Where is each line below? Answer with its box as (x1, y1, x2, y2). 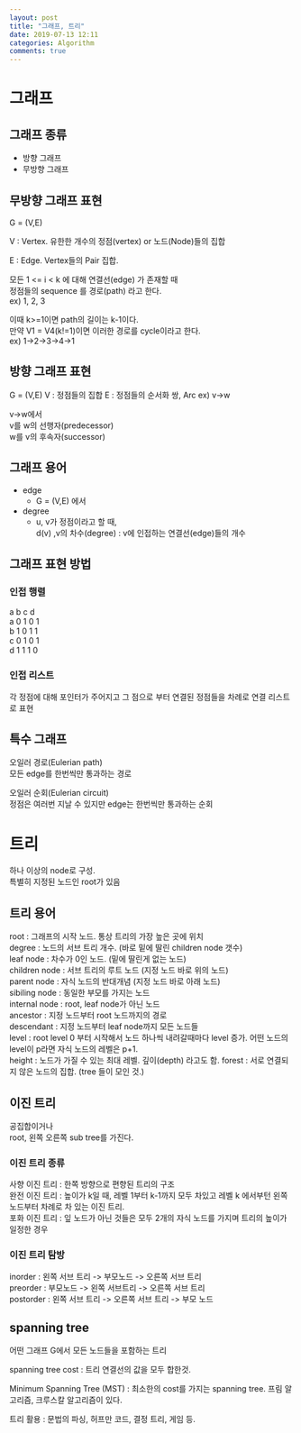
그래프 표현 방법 (9, 556, 92, 571)
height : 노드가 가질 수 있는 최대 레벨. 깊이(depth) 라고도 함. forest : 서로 (9, 1055, 265, 1066)
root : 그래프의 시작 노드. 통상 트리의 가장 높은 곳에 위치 (9, 931, 205, 942)
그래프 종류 (9, 127, 68, 142)
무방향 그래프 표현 (9, 193, 103, 208)
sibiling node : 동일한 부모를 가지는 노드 (9, 988, 150, 999)
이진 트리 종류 (9, 1156, 66, 1169)
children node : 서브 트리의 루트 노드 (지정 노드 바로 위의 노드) (9, 965, 229, 976)
